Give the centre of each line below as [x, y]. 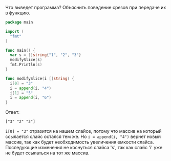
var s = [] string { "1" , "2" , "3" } [46, 55]
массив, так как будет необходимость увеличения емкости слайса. [80, 142]
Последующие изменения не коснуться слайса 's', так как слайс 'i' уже [84, 148]
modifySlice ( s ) [26, 60]
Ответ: [13, 112]
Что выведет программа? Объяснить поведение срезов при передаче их [86, 7]
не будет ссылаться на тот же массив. [47, 153]
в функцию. [18, 13]
